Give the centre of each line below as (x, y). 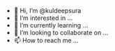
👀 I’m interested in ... (43, 18)
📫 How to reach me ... (46, 40)
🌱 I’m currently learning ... (51, 25)
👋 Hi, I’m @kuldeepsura (47, 11)
